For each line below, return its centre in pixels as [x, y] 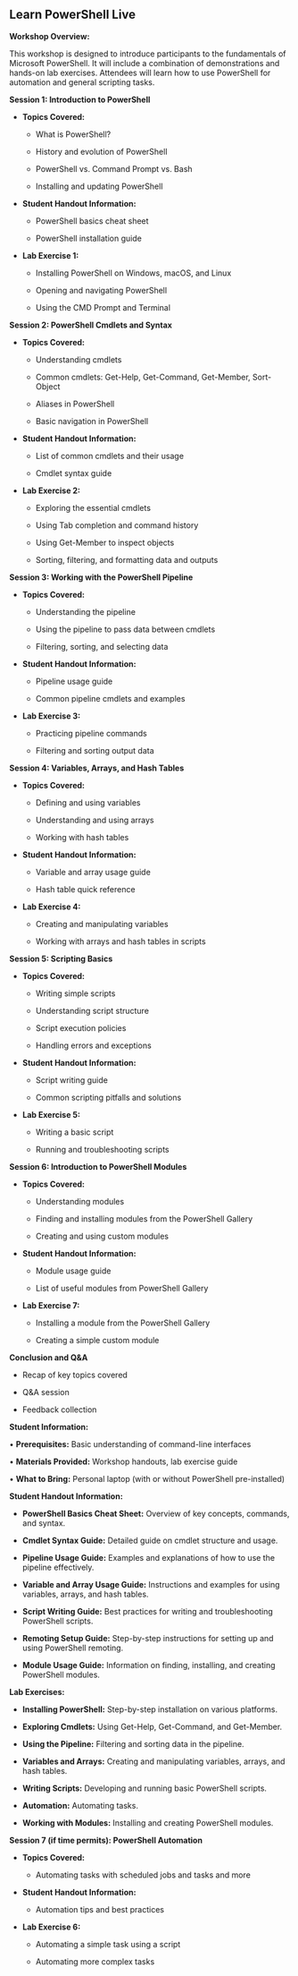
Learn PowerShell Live [73, 15]
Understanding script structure [92, 1010]
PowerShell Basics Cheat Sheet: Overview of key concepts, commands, [156, 1513]
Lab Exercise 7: [51, 1305]
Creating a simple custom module [97, 1340]
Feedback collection [59, 1410]
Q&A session [46, 1392]
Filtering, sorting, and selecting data [102, 646]
